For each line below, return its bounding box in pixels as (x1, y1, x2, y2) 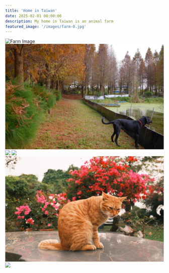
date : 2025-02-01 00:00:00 (5, 13, 62, 19)
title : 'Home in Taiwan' (5, 8, 57, 13)
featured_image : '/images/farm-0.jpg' (5, 24, 87, 29)
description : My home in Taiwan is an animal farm (5, 19, 114, 24)
